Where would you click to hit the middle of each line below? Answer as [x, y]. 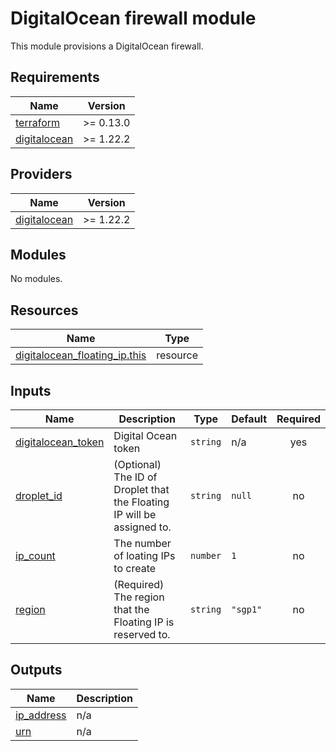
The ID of [135, 477]
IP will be [135, 514]
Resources [44, 310]
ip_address [41, 715]
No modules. [36, 279]
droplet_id [39, 495]
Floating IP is [144, 622]
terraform [38, 122]
